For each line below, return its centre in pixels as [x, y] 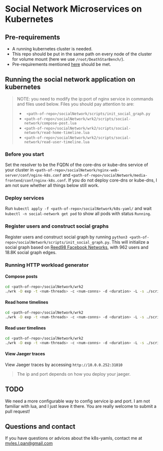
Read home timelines [27, 302]
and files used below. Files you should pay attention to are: [75, 104]
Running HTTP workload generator [47, 265]
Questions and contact [40, 426]
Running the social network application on [70, 79]
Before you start [24, 154]
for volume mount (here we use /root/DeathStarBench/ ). [68, 59]
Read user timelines [25, 328]
